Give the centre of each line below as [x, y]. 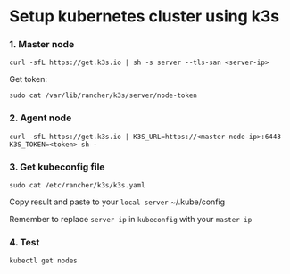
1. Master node [42, 45]
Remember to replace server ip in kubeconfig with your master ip [131, 220]
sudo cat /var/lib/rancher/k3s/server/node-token [104, 95]
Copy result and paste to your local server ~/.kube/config [117, 202]
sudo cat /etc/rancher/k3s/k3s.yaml [77, 186]
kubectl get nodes [43, 261]
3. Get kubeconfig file [57, 167]
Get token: [28, 79]
